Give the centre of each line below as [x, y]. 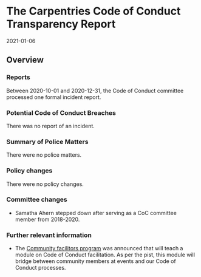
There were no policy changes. [45, 184]
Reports [18, 77]
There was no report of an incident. [51, 126]
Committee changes [37, 200]
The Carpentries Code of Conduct [94, 11]
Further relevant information [49, 235]
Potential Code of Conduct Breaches [61, 112]
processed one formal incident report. [54, 97]
